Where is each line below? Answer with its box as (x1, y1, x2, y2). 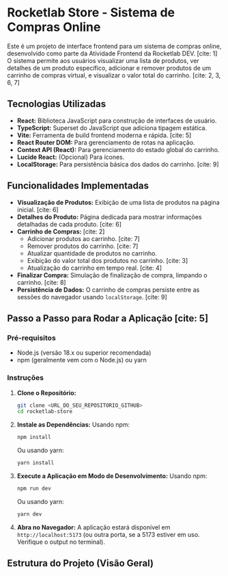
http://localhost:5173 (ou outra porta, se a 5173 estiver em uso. (16, 530, 200, 538)
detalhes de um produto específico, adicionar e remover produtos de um (7, 64, 212, 72)
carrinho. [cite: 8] (16, 278, 66, 286)
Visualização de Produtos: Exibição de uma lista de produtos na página (16, 198, 220, 206)
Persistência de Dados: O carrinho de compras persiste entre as (16, 286, 200, 294)
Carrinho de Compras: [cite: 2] (16, 227, 105, 236)
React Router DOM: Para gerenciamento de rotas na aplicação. (16, 138, 195, 147)
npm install (16, 434, 51, 441)
